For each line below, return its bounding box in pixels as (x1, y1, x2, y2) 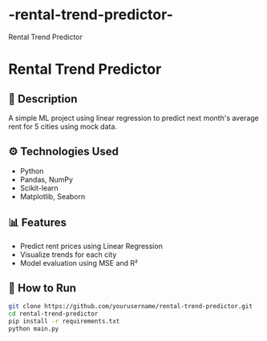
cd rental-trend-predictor (8, 310, 99, 318)
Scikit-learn (19, 183, 59, 193)
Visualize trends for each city (19, 250, 117, 259)
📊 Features (8, 216, 67, 230)
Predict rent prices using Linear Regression (19, 241, 163, 251)
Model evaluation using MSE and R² (19, 258, 139, 267)
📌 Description (8, 92, 78, 106)
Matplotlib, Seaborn (19, 191, 86, 201)
